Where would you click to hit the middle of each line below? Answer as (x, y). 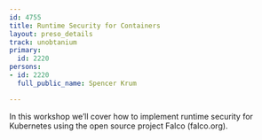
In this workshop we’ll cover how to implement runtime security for (131, 116)
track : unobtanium (43, 42)
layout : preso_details (51, 34)
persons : (25, 67)
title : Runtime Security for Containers (85, 26)
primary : (25, 51)
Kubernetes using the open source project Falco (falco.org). (119, 126)
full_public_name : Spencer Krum (77, 83)
